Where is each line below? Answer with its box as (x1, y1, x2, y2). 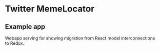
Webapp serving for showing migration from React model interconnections (5, 35, 155, 41)
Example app (5, 23, 45, 31)
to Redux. (5, 40, 24, 46)
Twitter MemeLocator (5, 3, 95, 14)
